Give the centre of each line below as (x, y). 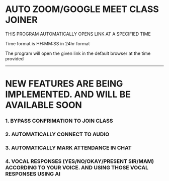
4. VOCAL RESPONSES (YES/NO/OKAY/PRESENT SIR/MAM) (80, 161)
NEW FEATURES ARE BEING (64, 84)
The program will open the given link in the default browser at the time (78, 53)
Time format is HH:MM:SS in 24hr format (48, 43)
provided (15, 58)
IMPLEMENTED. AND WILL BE (68, 95)
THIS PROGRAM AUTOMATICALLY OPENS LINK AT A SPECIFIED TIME (78, 34)
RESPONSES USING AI (33, 173)
